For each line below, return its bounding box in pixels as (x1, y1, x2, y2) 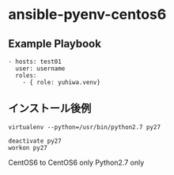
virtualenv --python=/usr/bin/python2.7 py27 (8, 123, 161, 131)
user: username (15, 65, 66, 73)
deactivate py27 (8, 136, 62, 145)
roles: (15, 72, 37, 80)
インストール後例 (8, 102, 92, 115)
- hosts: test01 (8, 58, 62, 65)
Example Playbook (8, 37, 101, 50)
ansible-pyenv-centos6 (8, 6, 167, 24)
